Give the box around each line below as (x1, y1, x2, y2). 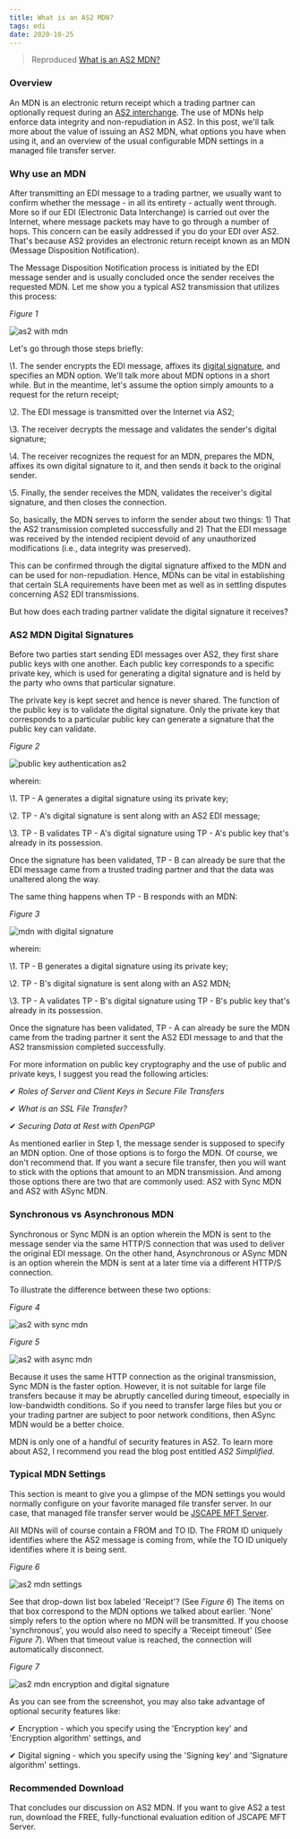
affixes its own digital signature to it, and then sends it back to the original (9, 460, 281, 471)
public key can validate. (9, 723, 97, 734)
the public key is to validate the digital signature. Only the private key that (9, 705, 280, 715)
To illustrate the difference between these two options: (9, 1284, 211, 1295)
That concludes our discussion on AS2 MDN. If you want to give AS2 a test (9, 1802, 286, 1813)
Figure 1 (9, 308, 39, 319)
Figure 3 (9, 908, 40, 920)
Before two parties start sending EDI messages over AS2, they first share (9, 649, 279, 660)
